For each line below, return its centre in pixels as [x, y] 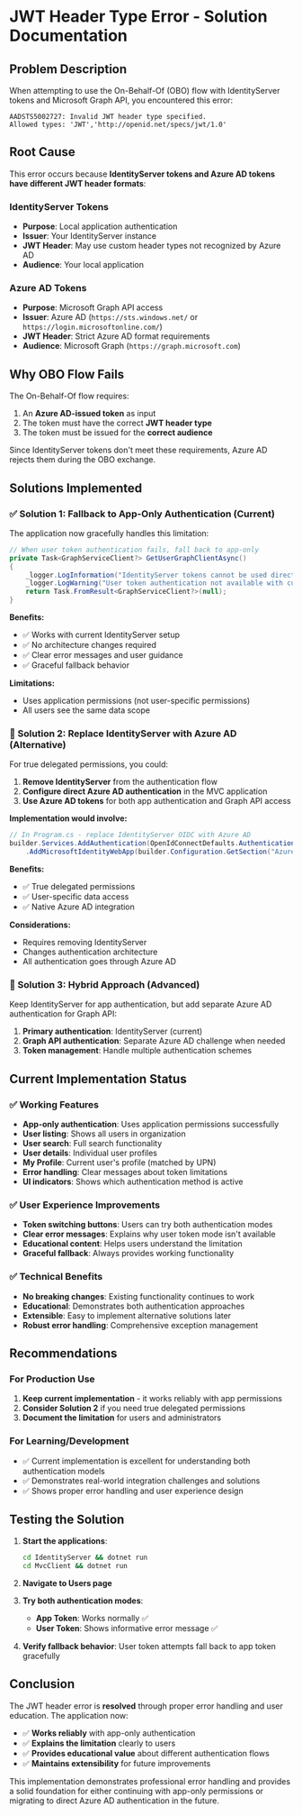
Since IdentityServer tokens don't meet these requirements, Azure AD [138, 450]
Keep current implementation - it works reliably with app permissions [152, 1399]
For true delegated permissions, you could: [89, 764]
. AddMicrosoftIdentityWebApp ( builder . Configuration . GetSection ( [148, 852]
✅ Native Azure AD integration [78, 907]
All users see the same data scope [86, 710]
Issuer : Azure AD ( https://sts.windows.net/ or [110, 317]
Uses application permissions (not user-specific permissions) [136, 701]
